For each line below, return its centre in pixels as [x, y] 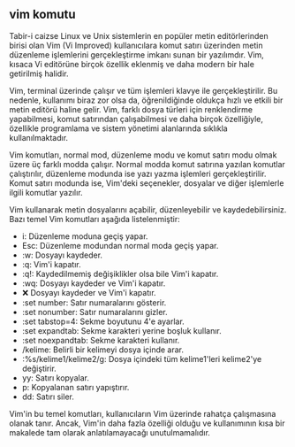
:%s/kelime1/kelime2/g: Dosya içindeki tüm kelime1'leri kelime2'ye [142, 358]
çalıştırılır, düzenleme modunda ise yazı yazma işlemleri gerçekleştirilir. [138, 173]
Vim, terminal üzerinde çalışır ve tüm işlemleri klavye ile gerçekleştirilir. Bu [144, 90]
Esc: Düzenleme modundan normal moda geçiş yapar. [120, 245]
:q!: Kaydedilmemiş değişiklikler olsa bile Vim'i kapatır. [120, 274]
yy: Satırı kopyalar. [56, 378]
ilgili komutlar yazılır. [46, 192]
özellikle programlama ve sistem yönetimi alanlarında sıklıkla [118, 128]
